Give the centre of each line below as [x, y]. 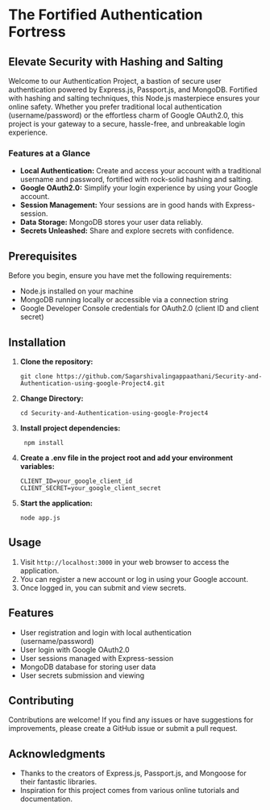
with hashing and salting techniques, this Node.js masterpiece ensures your [134, 98]
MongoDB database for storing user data [88, 667]
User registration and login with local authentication [106, 632]
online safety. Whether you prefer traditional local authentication [115, 107]
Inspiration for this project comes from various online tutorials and [129, 791]
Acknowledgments [57, 754]
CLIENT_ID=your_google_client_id [76, 481]
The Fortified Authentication [106, 15]
